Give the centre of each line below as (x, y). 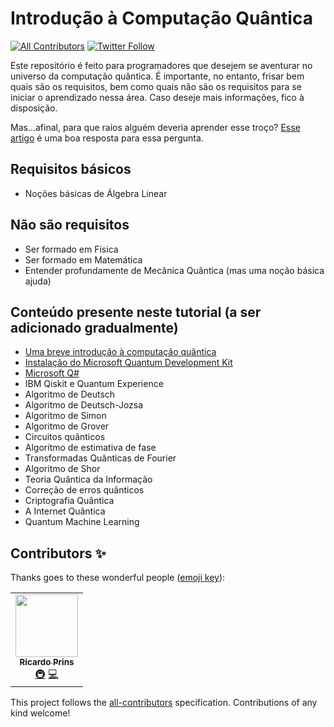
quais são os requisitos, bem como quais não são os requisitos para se (156, 86)
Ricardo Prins (47, 662)
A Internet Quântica (65, 511)
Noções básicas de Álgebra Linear (96, 193)
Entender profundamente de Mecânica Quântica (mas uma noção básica (174, 270)
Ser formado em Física (71, 249)
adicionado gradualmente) (94, 327)
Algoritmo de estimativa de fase (90, 448)
